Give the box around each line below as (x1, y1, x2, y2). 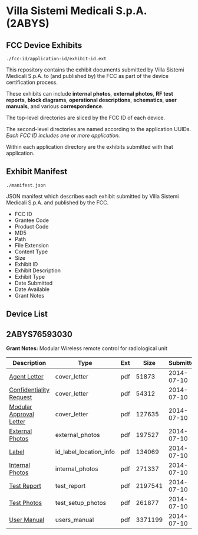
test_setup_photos (55, 499, 106, 507)
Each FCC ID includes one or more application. (6, 132, 120, 139)
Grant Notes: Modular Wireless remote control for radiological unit (6, 345, 168, 352)
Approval (9, 410, 34, 419)
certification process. (6, 79, 58, 86)
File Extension (14, 242, 49, 249)
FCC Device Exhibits (6, 40, 82, 50)
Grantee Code (14, 217, 49, 224)
